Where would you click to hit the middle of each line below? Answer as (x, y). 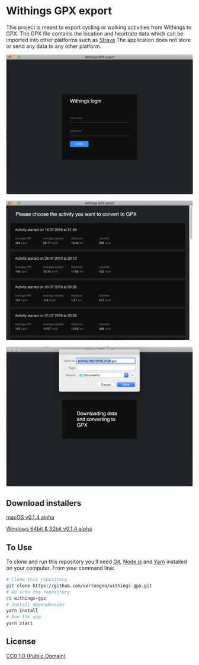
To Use (19, 548)
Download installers (44, 503)
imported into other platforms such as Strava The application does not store (99, 40)
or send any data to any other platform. (54, 46)
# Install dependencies (36, 605)
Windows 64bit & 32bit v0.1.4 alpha (49, 529)
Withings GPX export (59, 11)
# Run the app (24, 617)
